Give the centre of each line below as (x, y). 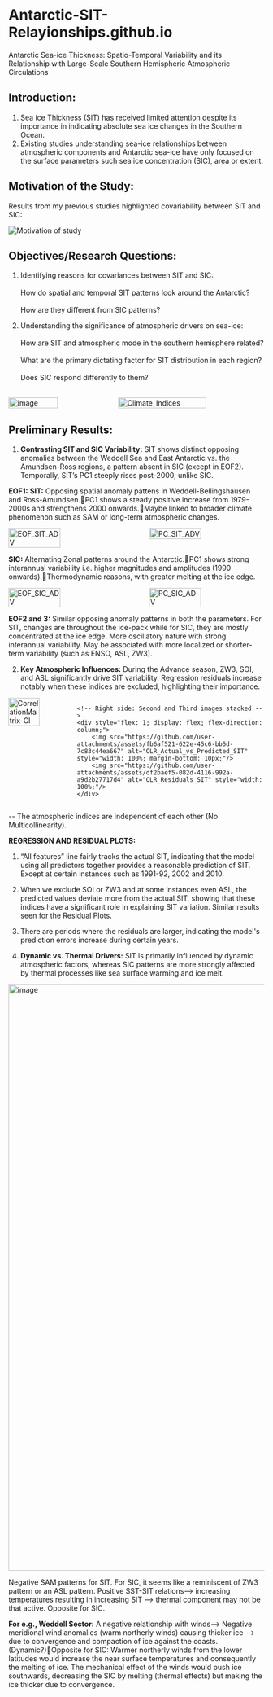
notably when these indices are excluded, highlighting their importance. (140, 686)
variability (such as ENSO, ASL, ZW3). (89, 654)
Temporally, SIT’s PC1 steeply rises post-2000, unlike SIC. (117, 476)
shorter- (238, 645)
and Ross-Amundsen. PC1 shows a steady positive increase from (119, 500)
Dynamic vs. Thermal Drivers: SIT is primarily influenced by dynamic (136, 956)
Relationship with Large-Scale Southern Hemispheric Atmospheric (119, 64)
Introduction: (42, 98)
